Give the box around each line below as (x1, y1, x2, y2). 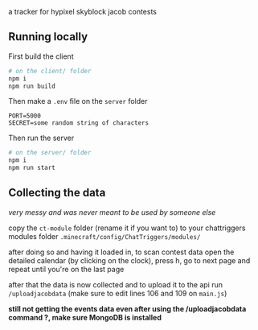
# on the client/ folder (8, 67, 92, 75)
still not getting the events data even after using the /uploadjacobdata (8, 303, 247, 313)
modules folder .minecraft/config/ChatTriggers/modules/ (8, 231, 201, 241)
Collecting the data (8, 186, 106, 200)
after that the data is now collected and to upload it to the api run (8, 279, 223, 289)
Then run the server (8, 133, 75, 143)
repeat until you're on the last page (8, 264, 125, 274)
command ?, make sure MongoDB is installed (8, 312, 162, 322)
